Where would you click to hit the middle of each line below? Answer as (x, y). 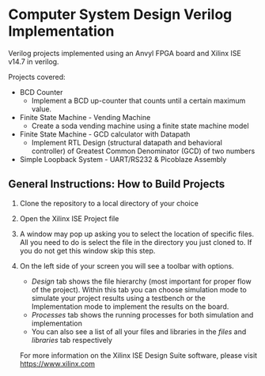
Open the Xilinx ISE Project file (69, 218)
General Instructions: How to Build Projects (117, 184)
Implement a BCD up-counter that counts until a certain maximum (138, 100)
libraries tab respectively (72, 340)
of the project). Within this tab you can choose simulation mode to (139, 289)
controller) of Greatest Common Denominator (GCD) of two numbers (143, 151)
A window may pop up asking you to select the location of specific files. (137, 234)
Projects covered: (37, 77)
